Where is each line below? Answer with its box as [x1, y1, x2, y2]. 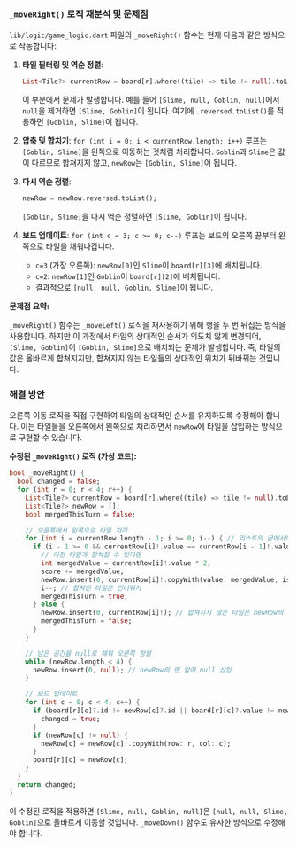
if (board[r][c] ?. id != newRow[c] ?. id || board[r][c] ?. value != [32, 706, 275, 715]
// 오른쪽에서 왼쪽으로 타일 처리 [25, 525, 128, 535]
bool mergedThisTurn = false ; [25, 509, 137, 519]
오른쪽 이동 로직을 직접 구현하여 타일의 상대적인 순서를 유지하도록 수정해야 [9, 410, 264, 421]
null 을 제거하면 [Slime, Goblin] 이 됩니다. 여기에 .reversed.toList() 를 [21, 105, 275, 116]
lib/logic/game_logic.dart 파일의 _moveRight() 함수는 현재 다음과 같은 [9, 29, 262, 41]
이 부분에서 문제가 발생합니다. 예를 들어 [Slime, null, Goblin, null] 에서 [21, 95, 280, 105]
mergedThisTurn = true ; [41, 592, 128, 601]
